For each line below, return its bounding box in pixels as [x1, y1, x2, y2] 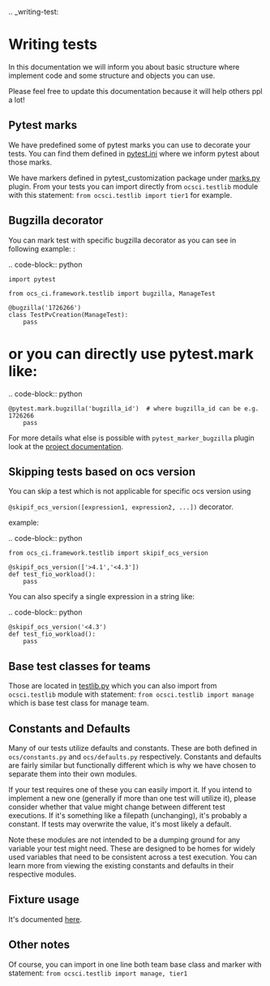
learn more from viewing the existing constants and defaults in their [8, 860, 234, 870]
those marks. [8, 157, 53, 167]
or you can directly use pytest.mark [8, 345, 254, 363]
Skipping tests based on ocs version [8, 465, 196, 478]
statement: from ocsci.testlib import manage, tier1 [8, 968, 188, 978]
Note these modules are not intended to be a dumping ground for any [8, 834, 241, 844]
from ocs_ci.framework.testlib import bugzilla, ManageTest [8, 289, 216, 298]
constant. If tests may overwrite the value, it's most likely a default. [8, 819, 232, 829]
